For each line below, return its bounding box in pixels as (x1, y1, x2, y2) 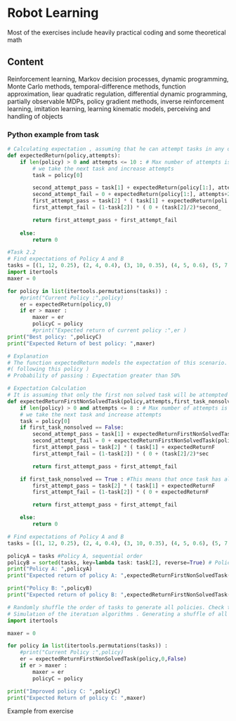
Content (7, 56, 44, 68)
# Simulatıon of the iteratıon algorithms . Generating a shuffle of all (7, 610, 228, 618)
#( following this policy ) (7, 365, 90, 373)
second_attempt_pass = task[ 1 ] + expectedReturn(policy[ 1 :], (32, 184, 216, 191)
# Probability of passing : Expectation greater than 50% (7, 372, 181, 379)
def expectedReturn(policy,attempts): (7, 152, 121, 159)
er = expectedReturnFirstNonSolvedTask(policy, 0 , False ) (20, 656, 188, 663)
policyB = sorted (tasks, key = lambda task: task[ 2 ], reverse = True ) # (7, 559, 212, 566)
